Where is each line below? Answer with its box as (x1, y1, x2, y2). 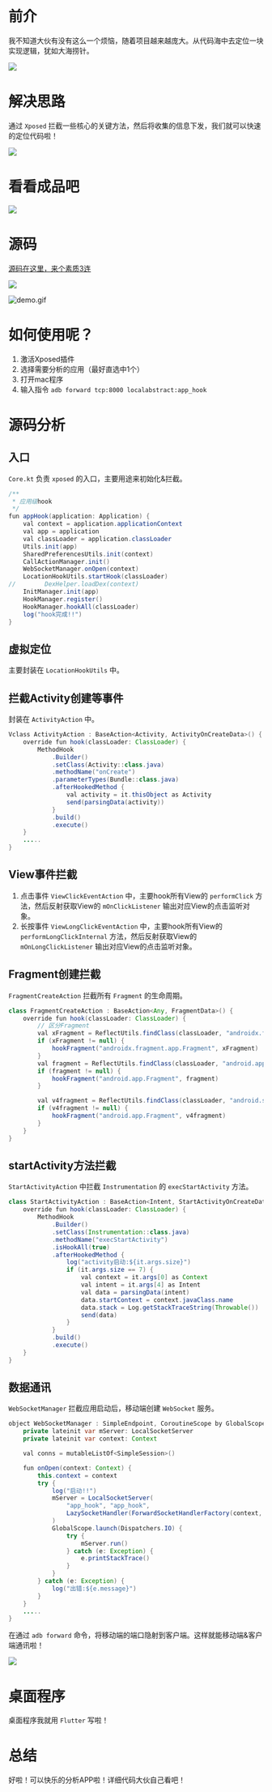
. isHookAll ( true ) (51, 1243, 111, 1252)
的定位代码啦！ (8, 130, 58, 140)
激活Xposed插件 (19, 354, 75, 364)
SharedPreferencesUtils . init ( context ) (23, 550, 154, 558)
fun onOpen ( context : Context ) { (23, 1464, 132, 1472)
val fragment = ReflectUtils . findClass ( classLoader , (37, 1059, 219, 1068)
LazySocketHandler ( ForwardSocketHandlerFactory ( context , (66, 1509, 263, 1517)
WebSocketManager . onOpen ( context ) (23, 565, 139, 574)
